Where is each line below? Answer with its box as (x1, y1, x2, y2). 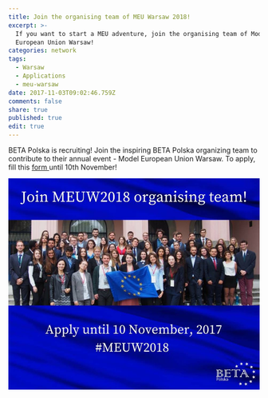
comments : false (8, 97, 62, 105)
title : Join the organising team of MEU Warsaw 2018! (8, 13, 191, 21)
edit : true (8, 122, 45, 131)
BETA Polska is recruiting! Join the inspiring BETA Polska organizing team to (8, 145, 258, 155)
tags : (8, 55, 26, 63)
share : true (8, 105, 48, 113)
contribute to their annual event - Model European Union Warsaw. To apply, (8, 154, 256, 163)
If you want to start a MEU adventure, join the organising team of (15, 30, 248, 38)
